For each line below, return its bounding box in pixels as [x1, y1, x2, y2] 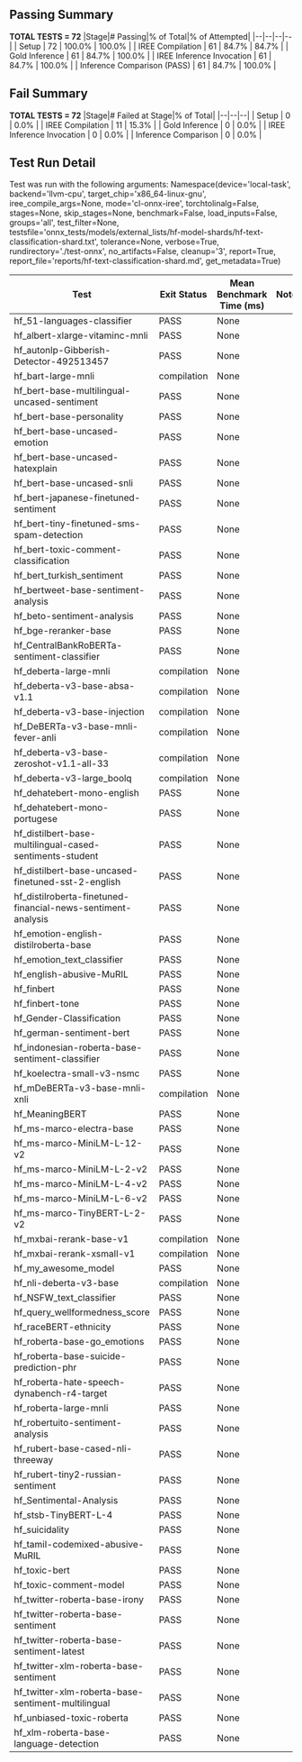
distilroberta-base [13, 939, 92, 952]
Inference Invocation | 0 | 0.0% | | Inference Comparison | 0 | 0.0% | [9, 129, 262, 140]
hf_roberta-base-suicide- [13, 1350, 127, 1363]
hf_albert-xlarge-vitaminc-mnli [13, 329, 148, 342]
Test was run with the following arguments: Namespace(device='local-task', [9, 179, 291, 190]
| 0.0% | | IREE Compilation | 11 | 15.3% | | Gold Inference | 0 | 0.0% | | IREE [9, 119, 286, 130]
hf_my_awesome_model [13, 1262, 115, 1274]
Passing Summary [9, 7, 114, 23]
